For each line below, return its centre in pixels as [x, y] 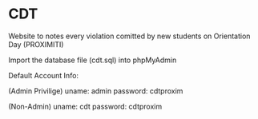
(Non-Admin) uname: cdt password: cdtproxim [85, 106]
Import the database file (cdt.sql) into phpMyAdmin [93, 60]
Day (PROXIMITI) [36, 44]
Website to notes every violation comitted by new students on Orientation [129, 36]
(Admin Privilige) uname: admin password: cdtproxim [96, 91]
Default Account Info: [43, 75]
